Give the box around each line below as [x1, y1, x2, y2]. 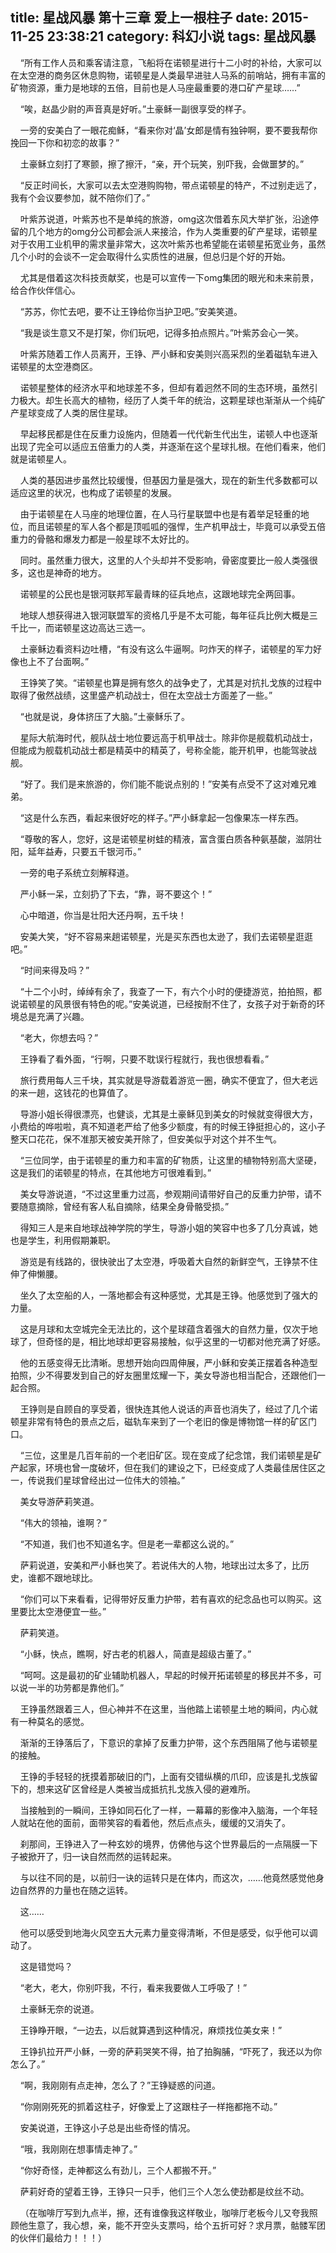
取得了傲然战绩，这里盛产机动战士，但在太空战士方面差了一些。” [10, 689, 273, 701]
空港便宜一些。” [44, 1605, 107, 1617]
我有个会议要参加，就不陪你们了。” [10, 191, 151, 203]
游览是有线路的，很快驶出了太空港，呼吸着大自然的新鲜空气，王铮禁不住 [19, 1255, 318, 1267]
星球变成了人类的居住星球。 [18, 406, 133, 418]
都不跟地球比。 [36, 1571, 98, 1583]
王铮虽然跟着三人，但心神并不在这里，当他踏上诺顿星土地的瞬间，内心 [19, 1703, 310, 1715]
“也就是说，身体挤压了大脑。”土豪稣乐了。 [19, 710, 191, 722]
